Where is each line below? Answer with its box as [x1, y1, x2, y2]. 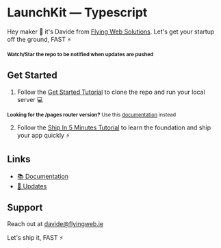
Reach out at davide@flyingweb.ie [7, 220, 104, 228]
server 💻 [16, 95, 44, 103]
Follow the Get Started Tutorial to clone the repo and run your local [16, 88, 205, 96]
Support [7, 201, 43, 213]
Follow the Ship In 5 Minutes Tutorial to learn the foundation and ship [16, 123, 211, 132]
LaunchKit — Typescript [7, 5, 148, 21]
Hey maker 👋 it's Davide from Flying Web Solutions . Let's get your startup [7, 27, 215, 36]
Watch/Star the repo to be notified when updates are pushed [7, 51, 154, 58]
